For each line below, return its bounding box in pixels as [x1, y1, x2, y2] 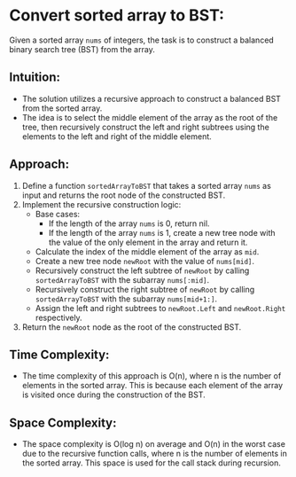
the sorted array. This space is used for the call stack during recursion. [21, 457, 282, 468]
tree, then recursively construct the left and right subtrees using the [21, 121, 270, 132]
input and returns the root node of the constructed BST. [21, 190, 226, 200]
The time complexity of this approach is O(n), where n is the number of [21, 371, 282, 381]
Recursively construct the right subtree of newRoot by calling [35, 284, 255, 294]
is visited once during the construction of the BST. [21, 389, 206, 400]
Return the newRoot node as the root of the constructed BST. [21, 321, 242, 332]
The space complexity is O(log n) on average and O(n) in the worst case [21, 439, 286, 450]
